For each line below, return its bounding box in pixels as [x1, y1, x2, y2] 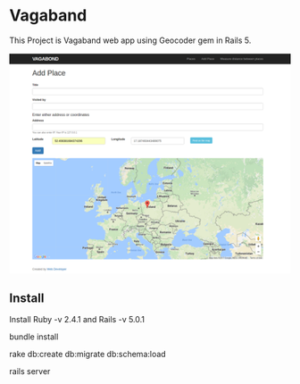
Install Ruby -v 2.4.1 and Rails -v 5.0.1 [9, 314, 146, 325]
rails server [9, 366, 51, 377]
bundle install [9, 331, 59, 342]
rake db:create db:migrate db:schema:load [9, 349, 167, 360]
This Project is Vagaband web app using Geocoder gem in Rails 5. [9, 35, 252, 46]
